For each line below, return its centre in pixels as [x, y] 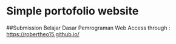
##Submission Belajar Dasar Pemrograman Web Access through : [88, 28]
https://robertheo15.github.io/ [43, 34]
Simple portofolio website [73, 11]
